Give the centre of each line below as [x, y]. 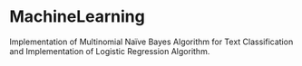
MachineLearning [77, 17]
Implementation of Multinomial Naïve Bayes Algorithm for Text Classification [151, 42]
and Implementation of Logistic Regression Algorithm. [110, 51]
